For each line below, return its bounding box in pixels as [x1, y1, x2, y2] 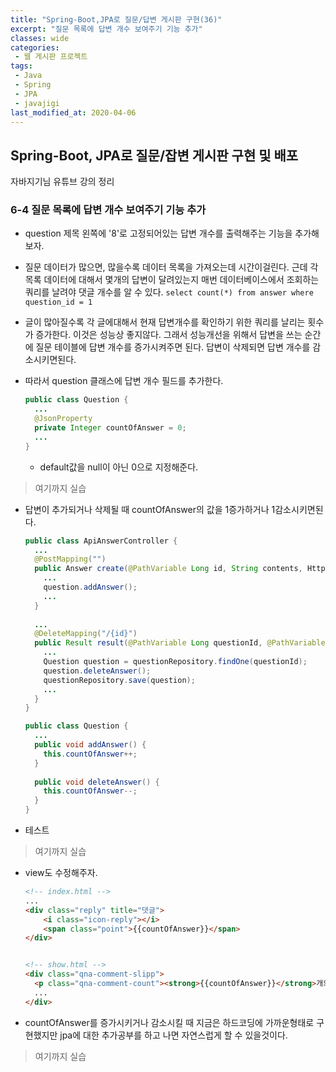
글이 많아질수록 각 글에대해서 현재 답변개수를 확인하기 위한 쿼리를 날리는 [24, 316, 306, 328]
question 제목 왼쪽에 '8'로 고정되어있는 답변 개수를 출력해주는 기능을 [24, 227, 293, 240]
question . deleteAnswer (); [43, 666, 152, 676]
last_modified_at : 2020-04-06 [10, 107, 137, 118]
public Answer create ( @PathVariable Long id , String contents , [34, 564, 303, 574]
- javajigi [14, 98, 60, 108]
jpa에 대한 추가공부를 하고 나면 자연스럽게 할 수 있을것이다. [59, 1029, 288, 1041]
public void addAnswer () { [34, 740, 147, 750]
